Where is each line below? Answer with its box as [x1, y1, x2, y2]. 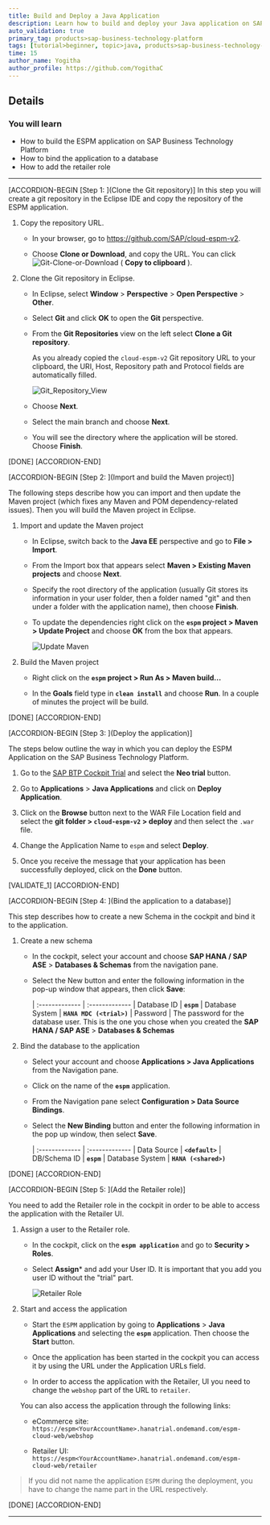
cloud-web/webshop [31, 1432, 94, 1440]
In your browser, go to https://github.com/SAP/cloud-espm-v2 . [31, 234, 241, 243]
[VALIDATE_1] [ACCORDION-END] [8, 880, 120, 891]
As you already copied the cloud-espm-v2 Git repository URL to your [31, 353, 256, 363]
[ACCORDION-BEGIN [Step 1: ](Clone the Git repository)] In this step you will [8, 185, 261, 195]
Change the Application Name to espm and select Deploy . [19, 841, 209, 850]
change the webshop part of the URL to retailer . [31, 1386, 191, 1395]
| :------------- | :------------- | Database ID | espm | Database [31, 1000, 237, 1010]
